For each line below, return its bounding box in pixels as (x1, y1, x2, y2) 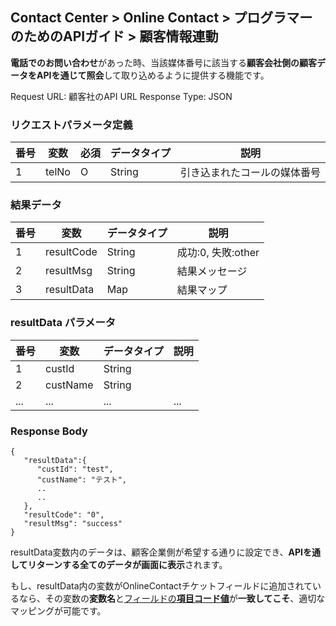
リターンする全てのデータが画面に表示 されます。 (27, 559, 228, 570)
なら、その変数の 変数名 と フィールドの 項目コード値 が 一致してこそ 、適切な (18, 593, 326, 604)
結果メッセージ (176, 264, 248, 278)
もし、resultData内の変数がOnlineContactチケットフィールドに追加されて (10, 580, 313, 592)
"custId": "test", (36, 464, 114, 474)
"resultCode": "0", (23, 510, 105, 520)
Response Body (10, 424, 88, 438)
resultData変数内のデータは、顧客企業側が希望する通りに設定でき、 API (10, 546, 304, 558)
